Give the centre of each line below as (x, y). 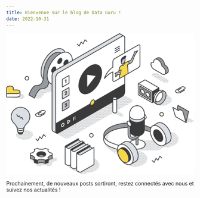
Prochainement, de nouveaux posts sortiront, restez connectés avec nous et (100, 183)
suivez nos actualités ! (33, 190)
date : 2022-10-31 (28, 19)
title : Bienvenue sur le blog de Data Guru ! (64, 12)
